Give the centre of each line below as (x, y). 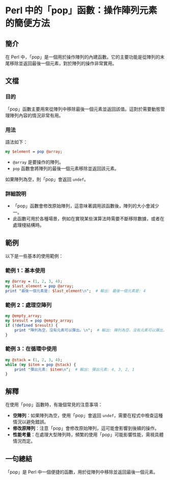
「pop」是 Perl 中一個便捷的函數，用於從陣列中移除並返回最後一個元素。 (82, 472)
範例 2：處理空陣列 (29, 305)
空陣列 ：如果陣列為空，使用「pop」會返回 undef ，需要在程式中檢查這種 (88, 416)
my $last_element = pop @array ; (39, 286)
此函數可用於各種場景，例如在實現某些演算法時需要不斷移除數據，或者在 (88, 219)
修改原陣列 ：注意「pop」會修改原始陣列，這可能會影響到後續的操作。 (86, 428)
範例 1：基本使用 (25, 270)
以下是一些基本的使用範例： (34, 256)
